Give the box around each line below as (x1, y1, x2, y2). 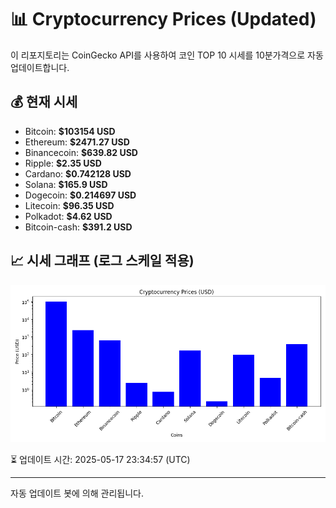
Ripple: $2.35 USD (24, 157, 102, 169)
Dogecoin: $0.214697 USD (24, 189, 137, 201)
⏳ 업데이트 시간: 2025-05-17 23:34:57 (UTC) (10, 453, 191, 465)
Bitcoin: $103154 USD (24, 125, 116, 137)
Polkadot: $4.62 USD (24, 210, 113, 222)
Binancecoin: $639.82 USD (24, 146, 138, 158)
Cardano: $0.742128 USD (24, 167, 132, 180)
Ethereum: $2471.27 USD (24, 136, 130, 148)
